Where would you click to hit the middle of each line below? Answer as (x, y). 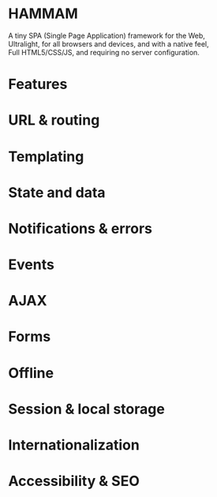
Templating (46, 157)
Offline (31, 373)
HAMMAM (43, 14)
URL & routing (54, 120)
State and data (57, 192)
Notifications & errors (80, 228)
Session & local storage (87, 409)
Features (38, 84)
